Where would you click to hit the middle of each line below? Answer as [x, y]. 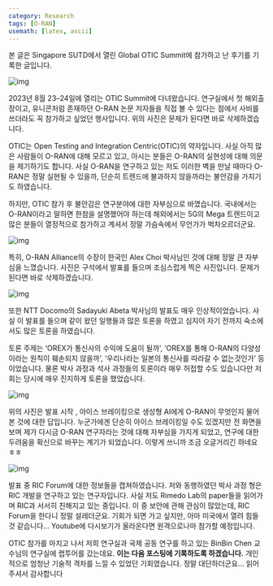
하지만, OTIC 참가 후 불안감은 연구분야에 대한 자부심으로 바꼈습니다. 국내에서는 [133, 204]
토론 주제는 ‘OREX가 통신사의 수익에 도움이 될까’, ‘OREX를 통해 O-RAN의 [124, 348]
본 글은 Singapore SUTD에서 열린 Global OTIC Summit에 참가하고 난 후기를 [130, 55]
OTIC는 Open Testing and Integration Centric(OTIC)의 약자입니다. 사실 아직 [131, 146]
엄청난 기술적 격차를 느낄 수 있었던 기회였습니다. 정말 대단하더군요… [137, 564]
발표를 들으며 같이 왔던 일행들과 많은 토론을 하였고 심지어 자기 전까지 [134, 321]
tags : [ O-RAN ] [32, 24]
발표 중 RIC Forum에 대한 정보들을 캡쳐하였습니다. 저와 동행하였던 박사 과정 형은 [135, 485]
